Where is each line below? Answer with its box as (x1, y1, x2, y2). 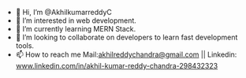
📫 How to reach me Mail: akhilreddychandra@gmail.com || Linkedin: (15, 50, 237, 59)
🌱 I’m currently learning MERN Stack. (15, 24, 136, 33)
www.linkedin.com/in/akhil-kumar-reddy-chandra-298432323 (15, 61, 218, 70)
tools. (15, 41, 34, 50)
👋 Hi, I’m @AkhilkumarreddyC (15, 8, 113, 17)
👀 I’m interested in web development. (15, 16, 136, 25)
